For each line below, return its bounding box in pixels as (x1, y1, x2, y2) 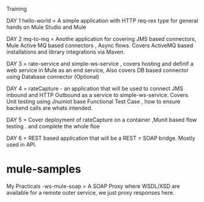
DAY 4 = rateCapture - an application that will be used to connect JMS (6, 85, 183, 92)
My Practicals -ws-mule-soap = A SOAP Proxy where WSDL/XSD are (6, 182, 180, 190)
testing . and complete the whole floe (6, 123, 100, 130)
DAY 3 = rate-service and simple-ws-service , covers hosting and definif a (6, 60, 194, 67)
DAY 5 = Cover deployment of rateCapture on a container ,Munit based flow (6, 116, 197, 123)
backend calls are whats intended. (6, 104, 93, 112)
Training (6, 5, 27, 12)
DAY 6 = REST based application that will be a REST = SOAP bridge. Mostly (6, 134, 195, 142)
